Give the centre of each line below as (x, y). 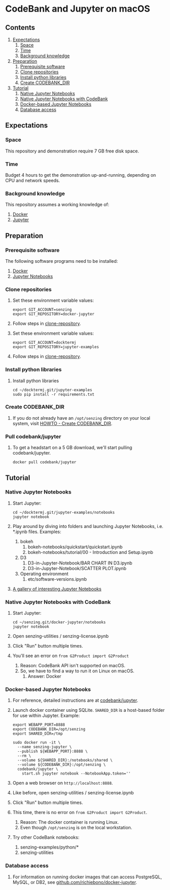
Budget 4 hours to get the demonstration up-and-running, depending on (81, 175)
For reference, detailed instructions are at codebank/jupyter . (75, 700)
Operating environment (44, 574)
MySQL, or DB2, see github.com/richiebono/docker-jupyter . (75, 882)
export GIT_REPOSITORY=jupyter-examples (56, 347)
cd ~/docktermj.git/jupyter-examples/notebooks (63, 512)
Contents (20, 28)
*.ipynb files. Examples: (37, 532)
